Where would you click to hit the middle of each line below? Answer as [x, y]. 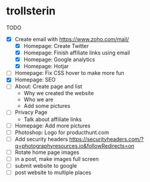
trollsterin [31, 11]
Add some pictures [47, 106]
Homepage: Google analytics [59, 60]
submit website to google [46, 165]
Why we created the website [59, 93]
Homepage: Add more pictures [53, 125]
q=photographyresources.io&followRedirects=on [75, 145]
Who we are [38, 99]
